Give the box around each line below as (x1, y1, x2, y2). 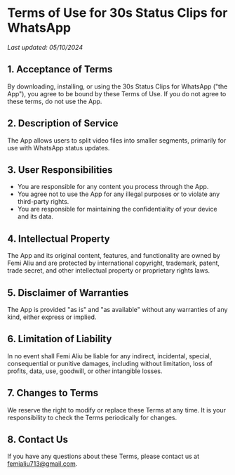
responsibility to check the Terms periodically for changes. (7, 413, 177, 422)
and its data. (17, 212, 54, 221)
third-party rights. (17, 197, 69, 206)
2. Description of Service (7, 117, 119, 129)
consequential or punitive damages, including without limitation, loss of (7, 359, 213, 367)
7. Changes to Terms (7, 387, 99, 399)
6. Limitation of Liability (7, 333, 112, 345)
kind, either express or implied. (7, 313, 97, 321)
